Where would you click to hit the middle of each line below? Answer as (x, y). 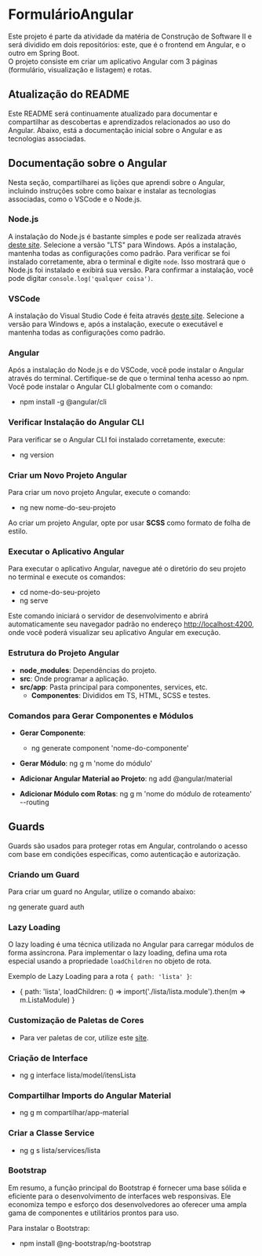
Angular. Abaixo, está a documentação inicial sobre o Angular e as (115, 130)
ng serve (34, 600)
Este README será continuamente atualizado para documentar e (113, 113)
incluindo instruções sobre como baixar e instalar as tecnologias (112, 190)
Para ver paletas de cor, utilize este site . (84, 1037)
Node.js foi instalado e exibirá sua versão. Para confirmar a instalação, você (131, 270)
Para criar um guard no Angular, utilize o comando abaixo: (102, 892)
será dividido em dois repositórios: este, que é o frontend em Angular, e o (127, 44)
